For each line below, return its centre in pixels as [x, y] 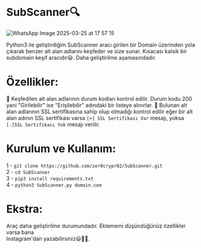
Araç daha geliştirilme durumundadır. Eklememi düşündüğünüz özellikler [96, 226]
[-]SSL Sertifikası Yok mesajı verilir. [53, 124]
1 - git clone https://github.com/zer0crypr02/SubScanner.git [85, 165]
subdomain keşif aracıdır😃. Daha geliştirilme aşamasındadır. [81, 57]
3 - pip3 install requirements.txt [50, 178]
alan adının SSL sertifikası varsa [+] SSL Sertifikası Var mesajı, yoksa [95, 118]
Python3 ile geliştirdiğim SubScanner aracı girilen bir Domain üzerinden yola [101, 45]
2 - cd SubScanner [28, 172]
